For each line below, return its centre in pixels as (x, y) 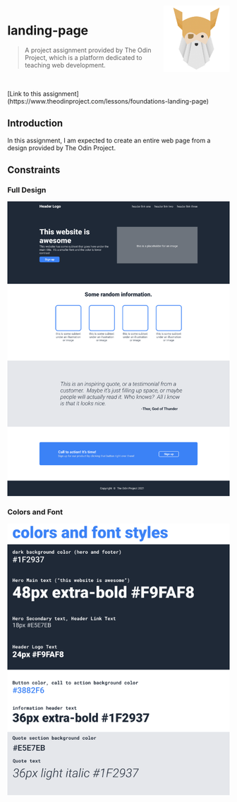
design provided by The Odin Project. (62, 148)
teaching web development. (65, 65)
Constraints (34, 170)
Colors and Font (35, 512)
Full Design (27, 190)
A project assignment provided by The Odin (88, 50)
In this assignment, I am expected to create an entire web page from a (109, 140)
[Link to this (24, 94)
